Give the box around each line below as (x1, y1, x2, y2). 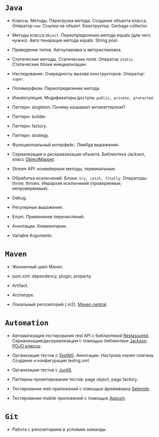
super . (12, 76, 25, 82)
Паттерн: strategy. (12, 132, 49, 138)
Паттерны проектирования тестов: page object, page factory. (12, 376, 138, 382)
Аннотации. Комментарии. (12, 223, 67, 229)
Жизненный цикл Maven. (12, 264, 64, 269)
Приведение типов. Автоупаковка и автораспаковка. (12, 47, 122, 52)
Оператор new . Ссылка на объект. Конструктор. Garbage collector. (12, 23, 149, 29)
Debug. (12, 195, 27, 201)
